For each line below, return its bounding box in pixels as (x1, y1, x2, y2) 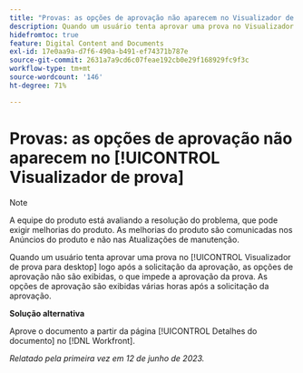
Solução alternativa (9, 307, 85, 318)
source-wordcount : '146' (9, 73, 103, 82)
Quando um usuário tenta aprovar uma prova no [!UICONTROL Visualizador (9, 251, 292, 262)
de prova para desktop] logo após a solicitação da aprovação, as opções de (9, 261, 293, 272)
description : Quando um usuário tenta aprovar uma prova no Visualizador (9, 22, 295, 31)
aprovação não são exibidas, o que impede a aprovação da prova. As (9, 270, 268, 282)
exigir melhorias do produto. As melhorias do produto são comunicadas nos (9, 224, 293, 235)
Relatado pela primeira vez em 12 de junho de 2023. (9, 352, 205, 364)
